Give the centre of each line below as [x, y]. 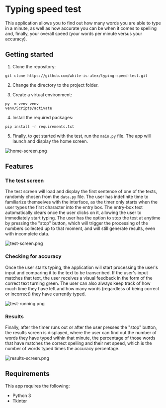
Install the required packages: [43, 117]
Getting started [29, 55]
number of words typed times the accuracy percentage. [62, 349]
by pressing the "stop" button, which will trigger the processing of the [77, 223]
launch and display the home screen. [50, 141]
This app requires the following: [38, 386]
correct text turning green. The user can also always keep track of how [78, 283]
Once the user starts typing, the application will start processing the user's [82, 267]
